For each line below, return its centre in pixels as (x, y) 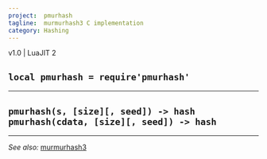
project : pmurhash (41, 16)
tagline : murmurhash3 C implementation (76, 23)
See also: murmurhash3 (48, 147)
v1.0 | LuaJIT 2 (32, 53)
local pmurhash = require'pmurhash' (99, 77)
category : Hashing (39, 30)
